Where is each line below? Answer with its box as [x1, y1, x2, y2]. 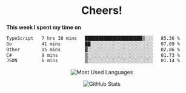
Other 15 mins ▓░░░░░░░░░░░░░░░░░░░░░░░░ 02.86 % [6, 46, 181, 53]
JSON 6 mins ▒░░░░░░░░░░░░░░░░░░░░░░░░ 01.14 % [6, 58, 181, 64]
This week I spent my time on [6, 24, 82, 31]
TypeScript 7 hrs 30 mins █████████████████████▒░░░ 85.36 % [6, 35, 181, 41]
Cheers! [81, 4, 123, 18]
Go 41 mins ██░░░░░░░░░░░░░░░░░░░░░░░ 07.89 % [6, 40, 181, 47]
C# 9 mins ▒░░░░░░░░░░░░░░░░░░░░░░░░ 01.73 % [6, 52, 181, 58]
